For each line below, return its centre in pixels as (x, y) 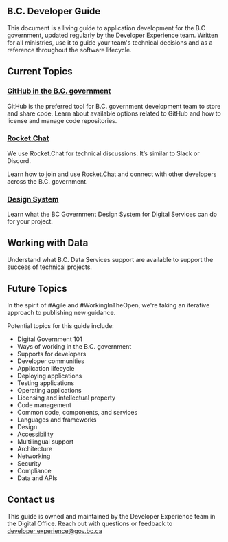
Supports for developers (52, 354)
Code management (44, 404)
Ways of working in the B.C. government (74, 346)
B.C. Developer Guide (54, 11)
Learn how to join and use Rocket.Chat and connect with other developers (112, 174)
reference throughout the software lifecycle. (69, 50)
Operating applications (49, 390)
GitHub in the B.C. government (59, 91)
